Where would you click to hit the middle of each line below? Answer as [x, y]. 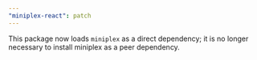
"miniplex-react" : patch [50, 16]
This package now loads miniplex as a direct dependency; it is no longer [128, 38]
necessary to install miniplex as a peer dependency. [94, 47]
